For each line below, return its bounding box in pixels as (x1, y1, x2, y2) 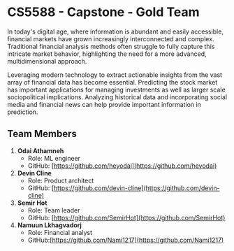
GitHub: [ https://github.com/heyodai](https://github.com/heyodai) (27, 162, 217, 170)
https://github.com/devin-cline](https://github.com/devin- (53, 183, 220, 192)
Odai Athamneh (17, 146, 64, 155)
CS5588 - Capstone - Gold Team (7, 4, 200, 20)
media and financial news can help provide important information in (7, 100, 201, 108)
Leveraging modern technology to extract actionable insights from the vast (7, 71, 222, 79)
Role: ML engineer (27, 154, 81, 162)
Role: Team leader (27, 206, 80, 214)
